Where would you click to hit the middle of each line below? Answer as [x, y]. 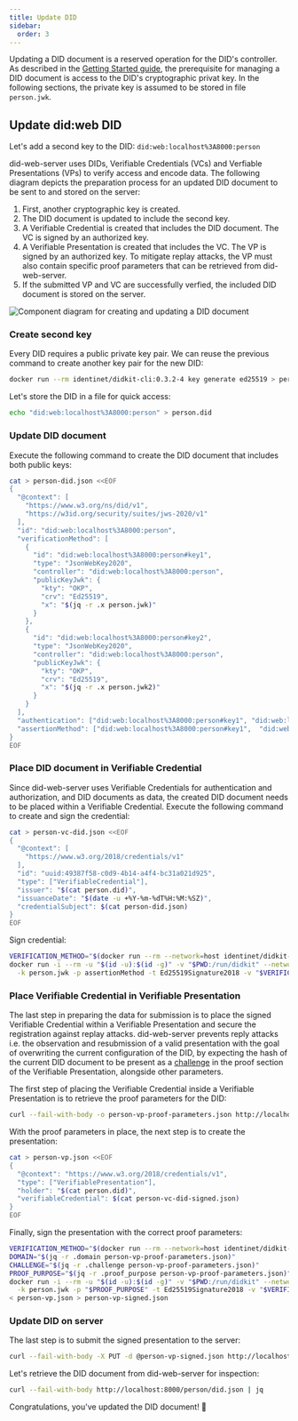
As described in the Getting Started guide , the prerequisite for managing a [145, 68]
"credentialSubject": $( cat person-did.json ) [103, 907]
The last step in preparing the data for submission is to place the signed [141, 1016]
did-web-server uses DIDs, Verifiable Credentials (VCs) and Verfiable [136, 164]
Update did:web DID [66, 125]
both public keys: [41, 464]
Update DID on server [56, 1321]
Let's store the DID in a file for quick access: [90, 397]
